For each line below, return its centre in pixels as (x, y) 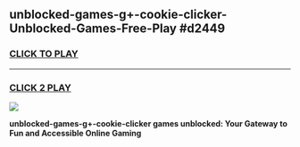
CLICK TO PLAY (44, 54)
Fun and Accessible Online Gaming (75, 133)
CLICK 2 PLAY (40, 87)
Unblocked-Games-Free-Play (93, 29)
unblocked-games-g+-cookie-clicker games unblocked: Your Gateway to (149, 123)
